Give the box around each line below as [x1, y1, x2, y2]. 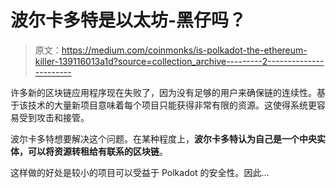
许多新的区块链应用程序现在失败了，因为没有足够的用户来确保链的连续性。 [10, 86, 317, 98]
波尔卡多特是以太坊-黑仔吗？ [10, 9, 247, 32]
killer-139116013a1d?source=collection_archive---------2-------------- [34, 55, 325, 67]
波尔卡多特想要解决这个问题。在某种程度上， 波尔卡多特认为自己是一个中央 [10, 132, 317, 145]
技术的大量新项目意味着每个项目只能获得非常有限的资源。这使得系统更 [27, 99, 317, 111]
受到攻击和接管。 [18, 111, 90, 123]
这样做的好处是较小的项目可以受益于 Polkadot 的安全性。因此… [10, 166, 270, 178]
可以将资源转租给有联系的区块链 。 [27, 145, 168, 157]
